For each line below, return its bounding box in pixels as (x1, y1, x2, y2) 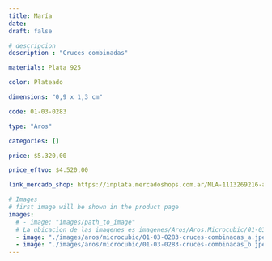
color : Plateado (8, 79, 63, 87)
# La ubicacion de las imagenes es (15, 225, 136, 233)
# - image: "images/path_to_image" (15, 218, 136, 226)
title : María (8, 11, 53, 20)
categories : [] (8, 137, 60, 145)
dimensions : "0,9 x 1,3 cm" (8, 93, 104, 101)
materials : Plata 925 (8, 64, 82, 72)
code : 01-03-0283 (8, 107, 67, 116)
